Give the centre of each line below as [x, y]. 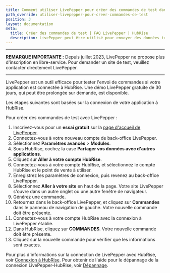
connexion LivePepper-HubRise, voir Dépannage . [57, 265]
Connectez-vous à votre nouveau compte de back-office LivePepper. [85, 138]
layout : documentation [30, 24]
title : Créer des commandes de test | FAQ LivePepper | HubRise [79, 33]
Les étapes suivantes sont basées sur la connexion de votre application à [82, 102]
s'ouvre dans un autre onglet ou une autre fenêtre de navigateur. [80, 191]
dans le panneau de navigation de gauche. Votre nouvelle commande [85, 207]
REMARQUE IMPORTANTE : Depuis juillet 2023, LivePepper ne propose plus [85, 57]
